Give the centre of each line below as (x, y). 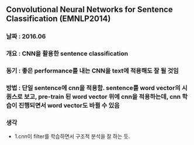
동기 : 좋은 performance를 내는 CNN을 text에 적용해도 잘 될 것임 (93, 71)
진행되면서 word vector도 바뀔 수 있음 (69, 106)
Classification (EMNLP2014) (58, 19)
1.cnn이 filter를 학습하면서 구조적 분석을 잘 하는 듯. (72, 136)
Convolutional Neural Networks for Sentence (90, 10)
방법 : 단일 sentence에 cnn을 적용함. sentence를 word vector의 (93, 88)
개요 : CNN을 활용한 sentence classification (67, 54)
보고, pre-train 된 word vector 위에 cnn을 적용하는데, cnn (103, 97)
